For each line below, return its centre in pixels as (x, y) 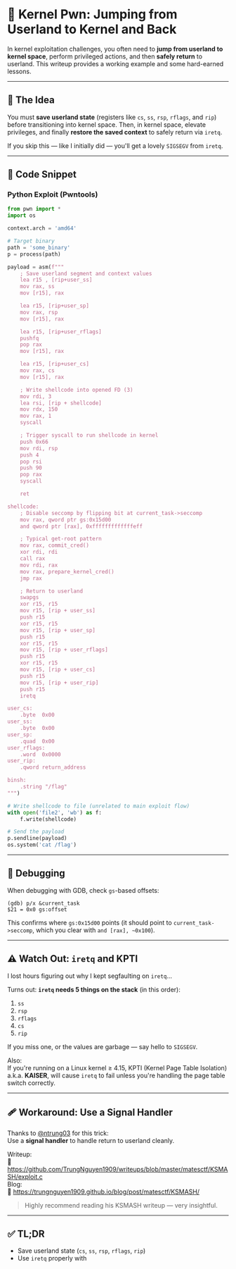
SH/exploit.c (25, 1177)
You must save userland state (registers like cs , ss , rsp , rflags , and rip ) (112, 117)
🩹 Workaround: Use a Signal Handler (90, 1113)
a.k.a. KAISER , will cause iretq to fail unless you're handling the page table (116, 1075)
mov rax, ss (37, 287)
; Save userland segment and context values (86, 273)
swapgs (29, 598)
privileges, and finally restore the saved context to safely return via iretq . (115, 132)
